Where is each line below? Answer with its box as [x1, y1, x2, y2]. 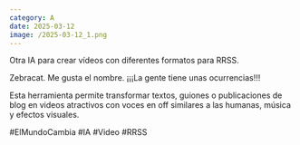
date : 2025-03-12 [9, 22, 75, 31]
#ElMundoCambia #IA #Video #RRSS [9, 127, 148, 138]
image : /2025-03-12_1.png [9, 30, 107, 39]
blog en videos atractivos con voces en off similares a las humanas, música [9, 100, 292, 111]
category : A [9, 13, 54, 23]
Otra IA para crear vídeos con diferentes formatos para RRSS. [9, 55, 239, 66]
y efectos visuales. [9, 110, 80, 121]
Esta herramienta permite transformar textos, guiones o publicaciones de [9, 90, 283, 101]
